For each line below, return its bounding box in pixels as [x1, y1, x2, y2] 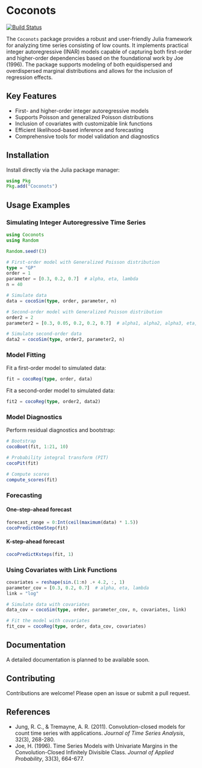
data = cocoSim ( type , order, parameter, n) [6, 298, 117, 304]
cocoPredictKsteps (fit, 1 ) [6, 551, 74, 557]
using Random [6, 237, 39, 243]
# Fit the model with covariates [6, 618, 90, 624]
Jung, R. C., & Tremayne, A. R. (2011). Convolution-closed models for [14, 723, 186, 730]
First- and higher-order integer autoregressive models [14, 107, 149, 114]
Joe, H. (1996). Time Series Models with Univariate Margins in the [14, 742, 178, 749]
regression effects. [6, 73, 53, 81]
